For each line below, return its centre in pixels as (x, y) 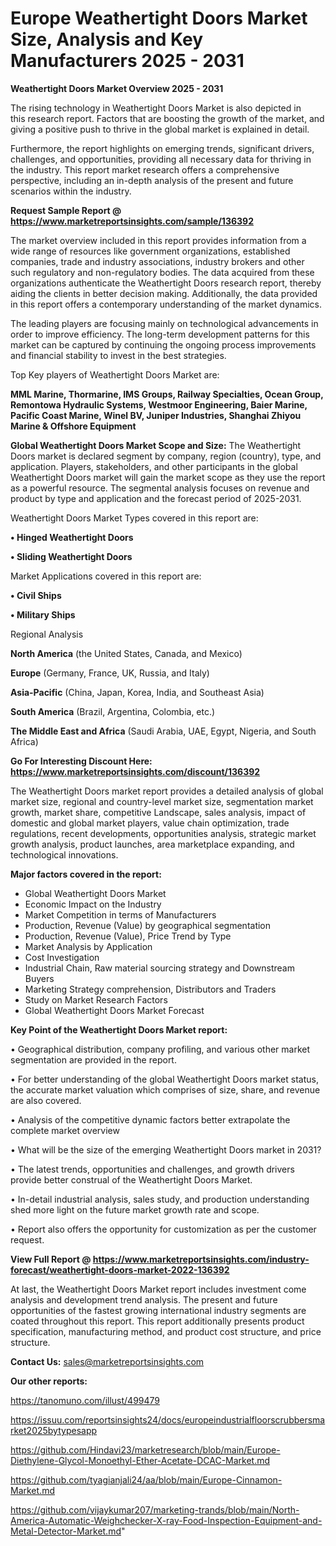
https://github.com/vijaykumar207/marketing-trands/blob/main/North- (155, 1509)
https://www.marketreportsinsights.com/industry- (201, 1259)
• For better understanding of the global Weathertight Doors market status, (164, 1079)
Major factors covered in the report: (86, 874)
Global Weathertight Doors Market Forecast (114, 1010)
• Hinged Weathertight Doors (72, 537)
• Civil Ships (36, 595)
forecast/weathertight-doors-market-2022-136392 (120, 1269)
